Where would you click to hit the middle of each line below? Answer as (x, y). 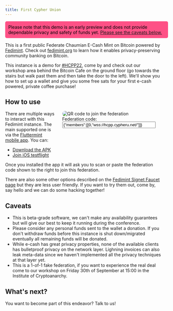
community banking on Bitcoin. (37, 56)
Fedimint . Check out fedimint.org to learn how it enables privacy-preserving (83, 50)
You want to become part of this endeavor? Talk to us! (60, 304)
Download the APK (32, 150)
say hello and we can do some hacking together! (55, 190)
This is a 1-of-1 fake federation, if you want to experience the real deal (84, 265)
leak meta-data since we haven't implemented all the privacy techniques (86, 255)
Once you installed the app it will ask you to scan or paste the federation (79, 165)
